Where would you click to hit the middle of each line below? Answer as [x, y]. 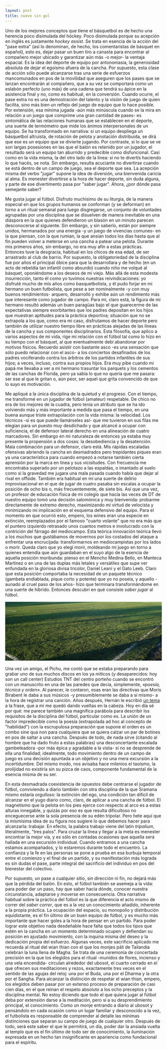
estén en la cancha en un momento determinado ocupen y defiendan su [79, 931]
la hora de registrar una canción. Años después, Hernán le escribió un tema [83, 700]
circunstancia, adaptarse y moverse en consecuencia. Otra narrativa [75, 894]
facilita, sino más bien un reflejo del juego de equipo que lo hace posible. [80, 105]
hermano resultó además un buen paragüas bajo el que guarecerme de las [82, 305]
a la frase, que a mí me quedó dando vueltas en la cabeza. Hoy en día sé [80, 705]
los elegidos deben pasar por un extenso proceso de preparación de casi [80, 984]
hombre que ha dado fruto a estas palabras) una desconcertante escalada [81, 742]
